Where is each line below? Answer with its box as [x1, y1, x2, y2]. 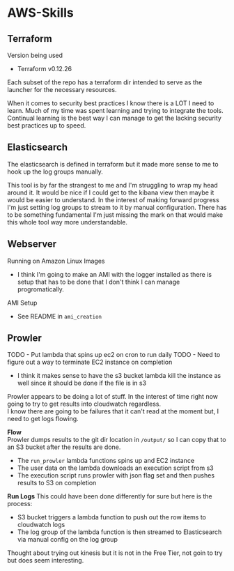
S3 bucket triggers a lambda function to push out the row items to [17, 513, 207, 521]
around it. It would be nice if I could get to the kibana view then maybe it [7, 188, 214, 197]
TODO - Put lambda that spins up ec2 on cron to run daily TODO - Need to [7, 351, 221, 359]
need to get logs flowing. [7, 415, 79, 423]
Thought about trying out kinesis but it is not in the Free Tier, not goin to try [7, 549, 223, 557]
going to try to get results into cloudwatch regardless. [7, 399, 162, 409]
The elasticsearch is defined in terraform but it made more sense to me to [7, 160, 219, 168]
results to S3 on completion [17, 479, 97, 487]
